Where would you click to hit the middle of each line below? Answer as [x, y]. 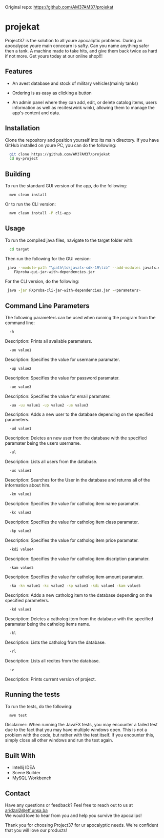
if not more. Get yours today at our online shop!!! [54, 56]
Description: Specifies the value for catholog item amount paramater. [74, 577]
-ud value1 [20, 429]
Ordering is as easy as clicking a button [52, 93]
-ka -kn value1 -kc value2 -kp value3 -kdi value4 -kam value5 [75, 586]
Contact [18, 793]
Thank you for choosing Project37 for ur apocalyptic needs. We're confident [82, 825]
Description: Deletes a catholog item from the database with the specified [79, 619]
